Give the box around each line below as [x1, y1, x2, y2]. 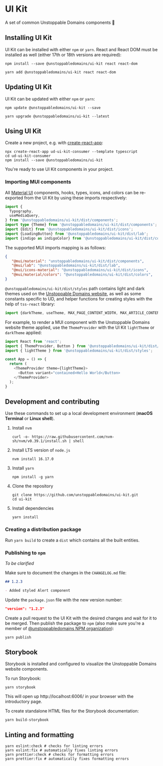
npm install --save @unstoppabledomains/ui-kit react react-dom [5, 61, 138, 66]
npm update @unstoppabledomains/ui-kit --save [5, 105, 101, 110]
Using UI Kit [5, 127, 42, 135]
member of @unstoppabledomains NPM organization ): [5, 625, 114, 631]
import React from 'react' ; [5, 339, 62, 344]
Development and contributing [5, 397, 100, 406]
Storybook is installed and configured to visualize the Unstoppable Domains [5, 661, 157, 667]
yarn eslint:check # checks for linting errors [5, 744, 103, 748]
